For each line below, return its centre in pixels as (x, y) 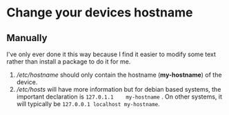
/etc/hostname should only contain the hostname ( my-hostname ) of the (119, 75)
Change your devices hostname (100, 13)
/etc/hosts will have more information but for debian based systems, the (119, 89)
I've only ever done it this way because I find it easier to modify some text (111, 54)
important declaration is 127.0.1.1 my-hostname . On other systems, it (119, 97)
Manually (27, 38)
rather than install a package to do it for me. (69, 62)
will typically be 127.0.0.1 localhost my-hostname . (88, 104)
